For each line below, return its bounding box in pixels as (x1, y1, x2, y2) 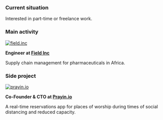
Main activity (5, 28, 39, 36)
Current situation (5, 4, 49, 11)
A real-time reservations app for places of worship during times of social (5, 103, 158, 109)
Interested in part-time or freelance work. (5, 16, 92, 22)
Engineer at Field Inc (5, 50, 50, 56)
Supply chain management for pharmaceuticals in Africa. (5, 59, 125, 66)
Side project (5, 72, 36, 79)
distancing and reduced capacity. (5, 109, 76, 115)
